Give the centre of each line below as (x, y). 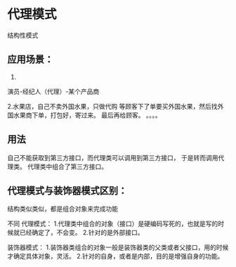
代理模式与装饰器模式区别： (67, 190)
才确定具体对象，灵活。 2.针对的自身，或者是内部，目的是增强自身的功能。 (116, 256)
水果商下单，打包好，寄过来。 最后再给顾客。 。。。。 (87, 115)
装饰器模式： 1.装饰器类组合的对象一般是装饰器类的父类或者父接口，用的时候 (118, 247)
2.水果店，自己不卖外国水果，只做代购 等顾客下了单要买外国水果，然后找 (112, 106)
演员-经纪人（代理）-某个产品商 (53, 91)
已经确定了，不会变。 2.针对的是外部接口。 (81, 233)
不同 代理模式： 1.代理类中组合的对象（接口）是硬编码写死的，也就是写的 (113, 224)
